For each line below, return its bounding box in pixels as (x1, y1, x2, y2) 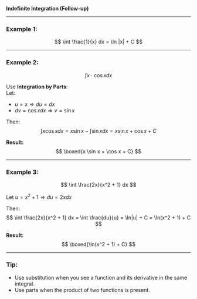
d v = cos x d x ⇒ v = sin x (14, 106, 75, 114)
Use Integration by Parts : (6, 83, 69, 90)
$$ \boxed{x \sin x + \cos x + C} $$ (55, 147, 142, 154)
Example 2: (6, 59, 39, 67)
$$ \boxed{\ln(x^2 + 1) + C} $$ (61, 240, 136, 248)
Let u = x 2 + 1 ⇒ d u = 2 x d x (6, 193, 72, 201)
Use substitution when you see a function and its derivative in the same (14, 274, 188, 281)
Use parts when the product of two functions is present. (14, 286, 151, 293)
